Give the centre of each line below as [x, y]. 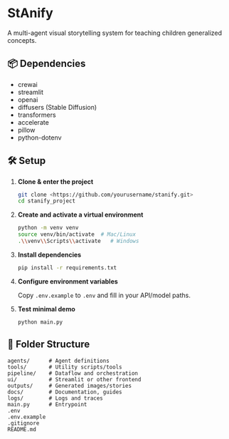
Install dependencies [49, 254]
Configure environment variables [68, 281]
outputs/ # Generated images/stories [70, 386]
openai [28, 99]
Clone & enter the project [55, 181]
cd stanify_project [47, 201]
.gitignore [23, 423]
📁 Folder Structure [49, 345]
